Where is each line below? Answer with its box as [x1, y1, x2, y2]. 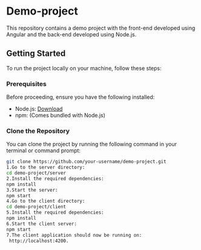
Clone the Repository [6, 126, 70, 135]
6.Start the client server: [6, 220, 77, 227]
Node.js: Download [15, 105, 63, 113]
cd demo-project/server [6, 170, 67, 177]
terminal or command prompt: [6, 147, 81, 154]
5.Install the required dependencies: [6, 209, 104, 216]
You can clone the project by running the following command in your [6, 141, 177, 148]
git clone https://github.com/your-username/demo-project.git [6, 159, 166, 165]
